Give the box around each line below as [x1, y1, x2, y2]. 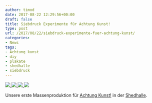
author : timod [5, 7, 35, 13]
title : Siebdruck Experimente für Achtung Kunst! [5, 21, 111, 27]
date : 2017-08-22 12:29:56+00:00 [5, 12, 75, 17]
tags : [5, 45, 16, 50]
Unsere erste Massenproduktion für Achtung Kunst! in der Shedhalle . [5, 92, 147, 98]
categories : [5, 36, 30, 41]
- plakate [5, 59, 26, 64]
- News [5, 40, 19, 45]
